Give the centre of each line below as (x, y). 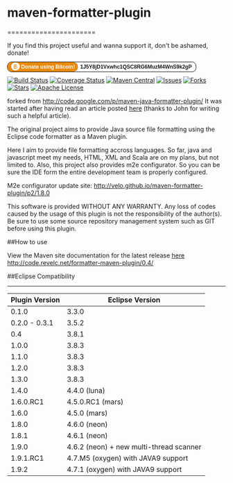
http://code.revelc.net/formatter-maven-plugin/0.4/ (80, 262)
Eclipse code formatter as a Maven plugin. (68, 136)
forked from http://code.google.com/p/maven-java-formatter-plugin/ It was (115, 101)
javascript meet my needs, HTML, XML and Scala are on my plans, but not (113, 157)
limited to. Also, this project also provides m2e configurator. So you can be (114, 164)
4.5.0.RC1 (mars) (95, 402)
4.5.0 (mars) (87, 413)
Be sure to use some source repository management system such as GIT (111, 221)
